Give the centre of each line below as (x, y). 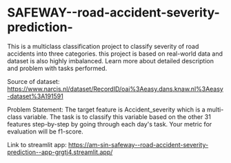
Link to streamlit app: (37, 144)
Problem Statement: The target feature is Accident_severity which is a (106, 109)
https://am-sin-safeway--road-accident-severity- (138, 144)
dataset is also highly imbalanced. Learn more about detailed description (110, 61)
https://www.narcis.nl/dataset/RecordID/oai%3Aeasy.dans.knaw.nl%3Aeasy (115, 89)
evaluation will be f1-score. (46, 131)
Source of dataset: (33, 81)
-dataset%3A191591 (35, 96)
